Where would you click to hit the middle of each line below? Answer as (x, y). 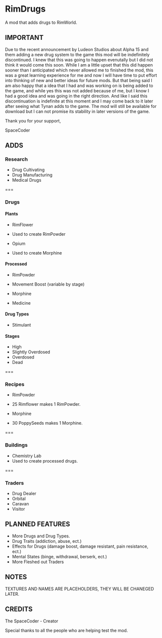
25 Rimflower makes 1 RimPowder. (46, 404)
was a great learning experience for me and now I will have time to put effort (81, 75)
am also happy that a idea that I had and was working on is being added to (79, 86)
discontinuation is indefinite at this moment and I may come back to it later (79, 101)
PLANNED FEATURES (37, 524)
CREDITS (19, 609)
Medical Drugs (27, 180)
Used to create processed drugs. (45, 461)
